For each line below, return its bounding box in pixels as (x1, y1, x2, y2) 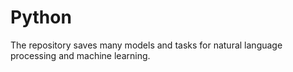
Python (10, 6, 72, 29)
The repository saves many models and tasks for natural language (10, 39, 283, 51)
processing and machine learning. (10, 49, 151, 61)
